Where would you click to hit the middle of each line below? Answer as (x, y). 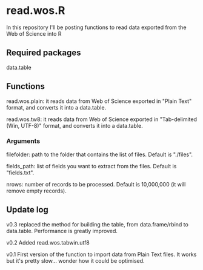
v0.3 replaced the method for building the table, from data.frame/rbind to (98, 224)
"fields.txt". (20, 173)
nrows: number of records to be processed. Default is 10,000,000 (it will (96, 184)
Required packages (44, 53)
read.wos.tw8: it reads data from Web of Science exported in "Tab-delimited (101, 119)
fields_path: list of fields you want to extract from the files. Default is (92, 166)
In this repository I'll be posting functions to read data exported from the (96, 27)
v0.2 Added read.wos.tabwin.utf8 (48, 242)
